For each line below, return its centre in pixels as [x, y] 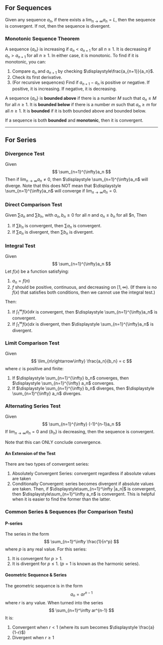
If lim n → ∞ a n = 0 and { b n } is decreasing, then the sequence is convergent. [80, 432]
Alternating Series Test [33, 406]
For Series [21, 140]
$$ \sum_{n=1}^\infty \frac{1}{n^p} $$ [81, 542]
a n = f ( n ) [21, 281]
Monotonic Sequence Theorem [42, 38]
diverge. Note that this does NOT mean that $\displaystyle [63, 186]
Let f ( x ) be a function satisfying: [37, 271]
